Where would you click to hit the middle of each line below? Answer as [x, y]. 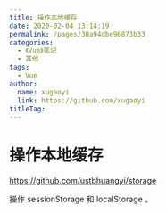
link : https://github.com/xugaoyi [81, 100]
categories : [31, 42]
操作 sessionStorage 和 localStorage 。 [81, 199]
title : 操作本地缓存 [43, 17]
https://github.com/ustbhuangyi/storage [83, 181]
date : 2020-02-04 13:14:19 [59, 26]
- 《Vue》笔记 [37, 51]
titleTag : [28, 109]
